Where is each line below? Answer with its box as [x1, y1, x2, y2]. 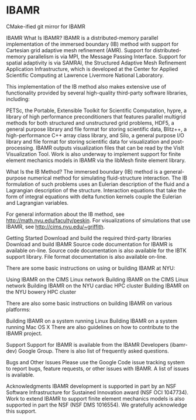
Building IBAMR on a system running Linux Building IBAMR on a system [6, 317, 177, 324]
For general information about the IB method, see [6, 211, 125, 218]
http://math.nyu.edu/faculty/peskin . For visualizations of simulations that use [6, 216, 191, 223]
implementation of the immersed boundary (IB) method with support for [6, 40, 179, 48]
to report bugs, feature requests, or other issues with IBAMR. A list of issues [6, 365, 189, 372]
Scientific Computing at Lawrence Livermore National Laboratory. [6, 72, 164, 79]
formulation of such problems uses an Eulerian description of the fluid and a [6, 180, 190, 188]
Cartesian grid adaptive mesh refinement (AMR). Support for [6, 46, 152, 53]
